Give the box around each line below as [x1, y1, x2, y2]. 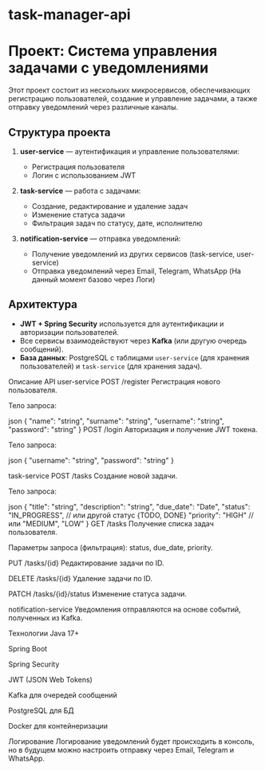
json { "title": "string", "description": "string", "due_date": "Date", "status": [8, 502, 251, 511]
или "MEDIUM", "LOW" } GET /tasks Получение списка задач [8, 518, 214, 528]
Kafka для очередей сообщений [8, 690, 117, 699]
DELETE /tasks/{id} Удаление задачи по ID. [8, 573, 153, 583]
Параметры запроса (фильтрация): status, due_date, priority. [8, 542, 213, 552]
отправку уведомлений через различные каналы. [8, 102, 179, 112]
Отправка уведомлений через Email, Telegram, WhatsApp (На [31, 266, 242, 276]
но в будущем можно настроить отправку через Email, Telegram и [8, 745, 235, 754]
